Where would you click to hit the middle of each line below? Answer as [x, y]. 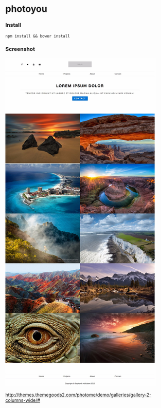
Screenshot [20, 49]
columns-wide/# [23, 400]
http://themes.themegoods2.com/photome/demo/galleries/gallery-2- [78, 395]
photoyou [26, 9]
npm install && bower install [38, 36]
